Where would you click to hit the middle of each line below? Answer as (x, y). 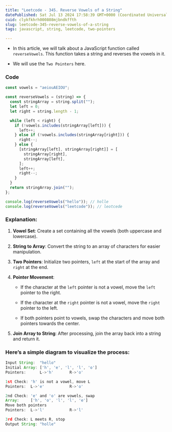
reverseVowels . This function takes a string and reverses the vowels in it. (89, 54)
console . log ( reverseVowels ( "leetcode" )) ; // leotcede (64, 206)
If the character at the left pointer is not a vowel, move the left (88, 287)
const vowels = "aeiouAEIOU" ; (38, 88)
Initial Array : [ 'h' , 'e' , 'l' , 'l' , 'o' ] (51, 368)
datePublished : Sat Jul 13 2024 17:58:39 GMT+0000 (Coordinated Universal (87, 15)
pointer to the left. (39, 308)
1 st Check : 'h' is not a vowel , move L (48, 382)
